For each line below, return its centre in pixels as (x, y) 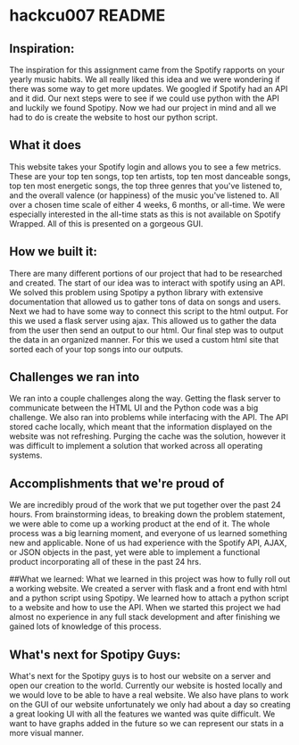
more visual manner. (47, 733)
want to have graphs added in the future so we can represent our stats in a (146, 724)
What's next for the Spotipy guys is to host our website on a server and (140, 676)
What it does (46, 145)
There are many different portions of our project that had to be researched (146, 273)
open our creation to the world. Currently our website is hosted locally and (146, 686)
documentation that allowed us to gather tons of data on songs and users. (145, 302)
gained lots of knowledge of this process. (86, 626)
